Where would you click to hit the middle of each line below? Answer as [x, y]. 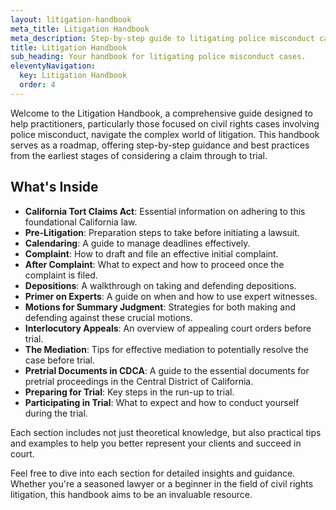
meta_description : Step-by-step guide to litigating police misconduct [162, 38]
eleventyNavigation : [53, 66]
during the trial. [56, 413]
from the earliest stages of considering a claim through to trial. [139, 155]
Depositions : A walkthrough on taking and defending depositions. [160, 285]
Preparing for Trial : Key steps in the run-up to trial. [129, 392]
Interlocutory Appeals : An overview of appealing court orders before [168, 328]
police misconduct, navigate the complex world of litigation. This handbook [165, 134]
